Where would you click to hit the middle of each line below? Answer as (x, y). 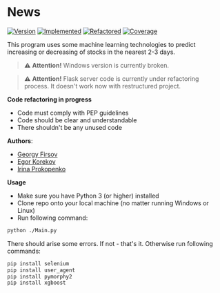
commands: (24, 251)
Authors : (20, 141)
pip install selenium (38, 263)
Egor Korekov (37, 161)
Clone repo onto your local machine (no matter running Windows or (113, 203)
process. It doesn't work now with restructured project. (102, 86)
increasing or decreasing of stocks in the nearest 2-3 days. (91, 52)
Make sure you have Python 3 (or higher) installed (88, 196)
